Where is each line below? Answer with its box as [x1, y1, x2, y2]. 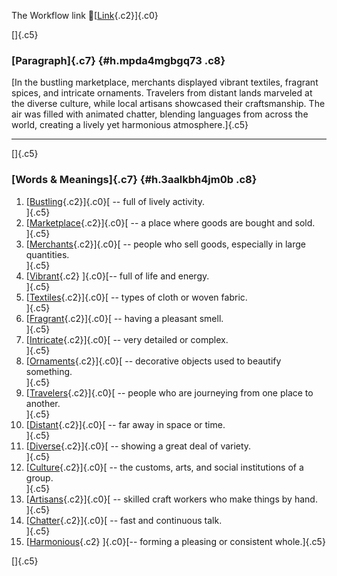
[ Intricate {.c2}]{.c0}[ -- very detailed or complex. [25, 333, 229, 345]
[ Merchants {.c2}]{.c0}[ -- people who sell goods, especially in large [25, 238, 306, 250]
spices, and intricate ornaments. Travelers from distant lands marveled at [11, 87, 313, 99]
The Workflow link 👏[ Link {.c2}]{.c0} [11, 10, 159, 21]
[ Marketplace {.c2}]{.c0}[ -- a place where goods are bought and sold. [25, 216, 316, 229]
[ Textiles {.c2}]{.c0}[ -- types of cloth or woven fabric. [25, 291, 248, 303]
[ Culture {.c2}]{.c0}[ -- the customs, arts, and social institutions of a [25, 461, 304, 473]
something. [25, 365, 73, 377]
